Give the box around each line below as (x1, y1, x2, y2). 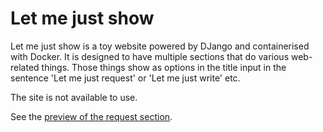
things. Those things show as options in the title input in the (41, 61, 287, 73)
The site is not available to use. (10, 91, 138, 103)
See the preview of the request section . (10, 110, 173, 122)
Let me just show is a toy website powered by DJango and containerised (10, 40, 310, 52)
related (10, 61, 40, 73)
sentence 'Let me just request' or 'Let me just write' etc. (10, 72, 241, 84)
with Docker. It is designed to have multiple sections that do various (10, 50, 290, 62)
